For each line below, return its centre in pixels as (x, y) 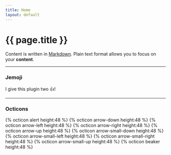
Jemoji (14, 77)
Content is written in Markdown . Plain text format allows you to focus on (81, 54)
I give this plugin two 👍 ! (31, 89)
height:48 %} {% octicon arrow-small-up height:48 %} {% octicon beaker (83, 142)
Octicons (17, 109)
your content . (20, 60)
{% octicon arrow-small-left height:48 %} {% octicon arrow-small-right (80, 136)
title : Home (18, 10)
